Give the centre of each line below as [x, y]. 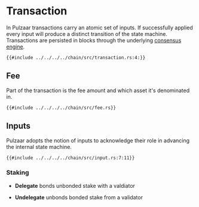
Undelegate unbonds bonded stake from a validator [79, 197]
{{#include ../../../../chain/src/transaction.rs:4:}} [76, 57]
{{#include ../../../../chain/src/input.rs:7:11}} [71, 158]
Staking [18, 173]
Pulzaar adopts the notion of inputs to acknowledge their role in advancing [98, 140]
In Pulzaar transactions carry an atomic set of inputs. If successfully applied [99, 28]
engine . [16, 47]
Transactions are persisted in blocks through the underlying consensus [94, 40]
